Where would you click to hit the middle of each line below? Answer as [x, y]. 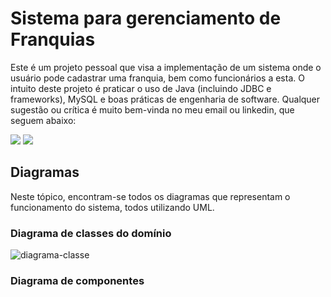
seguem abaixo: [43, 120]
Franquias [53, 39]
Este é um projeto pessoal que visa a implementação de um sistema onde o [166, 67]
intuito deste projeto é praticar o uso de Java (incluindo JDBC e [141, 88]
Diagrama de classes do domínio [91, 233]
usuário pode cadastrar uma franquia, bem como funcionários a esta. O [157, 78]
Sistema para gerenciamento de [146, 18]
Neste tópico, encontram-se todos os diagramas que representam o [150, 196]
